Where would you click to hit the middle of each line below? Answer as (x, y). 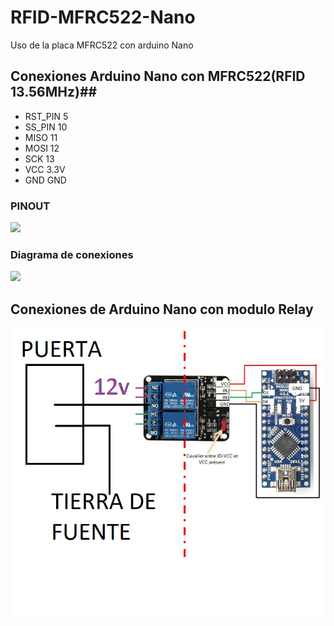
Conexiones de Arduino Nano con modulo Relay (162, 309)
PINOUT (30, 206)
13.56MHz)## (54, 92)
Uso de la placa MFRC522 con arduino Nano (102, 45)
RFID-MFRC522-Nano (103, 17)
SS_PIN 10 (46, 127)
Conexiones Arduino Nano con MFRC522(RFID (158, 76)
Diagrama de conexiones (72, 254)
